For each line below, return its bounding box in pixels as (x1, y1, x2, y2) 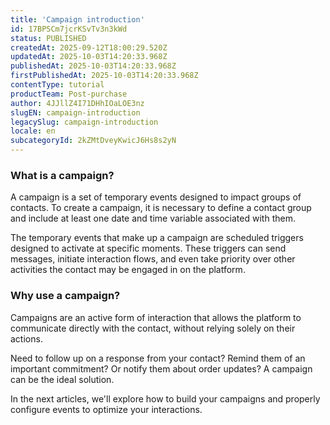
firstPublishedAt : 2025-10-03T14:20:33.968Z (10, 71, 199, 81)
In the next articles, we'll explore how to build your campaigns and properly (10, 392, 321, 405)
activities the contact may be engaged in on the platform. (10, 264, 246, 276)
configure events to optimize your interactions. (10, 403, 203, 415)
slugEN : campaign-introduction (10, 107, 141, 118)
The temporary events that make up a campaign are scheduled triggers (10, 232, 304, 244)
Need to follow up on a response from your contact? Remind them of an (10, 352, 306, 364)
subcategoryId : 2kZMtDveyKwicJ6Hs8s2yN (10, 136, 177, 146)
